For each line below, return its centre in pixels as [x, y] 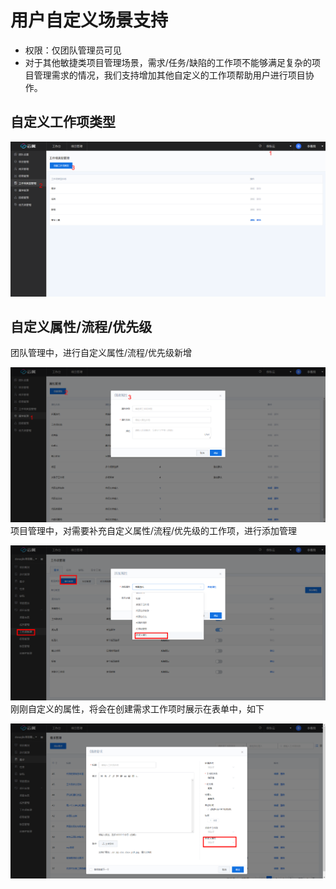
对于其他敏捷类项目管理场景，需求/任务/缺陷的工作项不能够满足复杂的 [168, 62]
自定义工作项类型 [63, 122]
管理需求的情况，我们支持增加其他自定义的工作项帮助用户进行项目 [169, 75]
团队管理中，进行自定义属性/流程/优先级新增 [101, 353]
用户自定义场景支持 [89, 20]
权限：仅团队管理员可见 [73, 50]
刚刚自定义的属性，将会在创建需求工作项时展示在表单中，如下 [137, 708]
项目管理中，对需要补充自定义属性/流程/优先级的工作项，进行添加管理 [154, 531]
